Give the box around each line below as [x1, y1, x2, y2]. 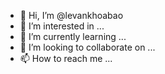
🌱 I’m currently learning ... [19, 31, 127, 42]
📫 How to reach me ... [19, 53, 113, 64]
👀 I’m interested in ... [19, 20, 105, 32]
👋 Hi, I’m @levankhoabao [19, 10, 124, 21]
